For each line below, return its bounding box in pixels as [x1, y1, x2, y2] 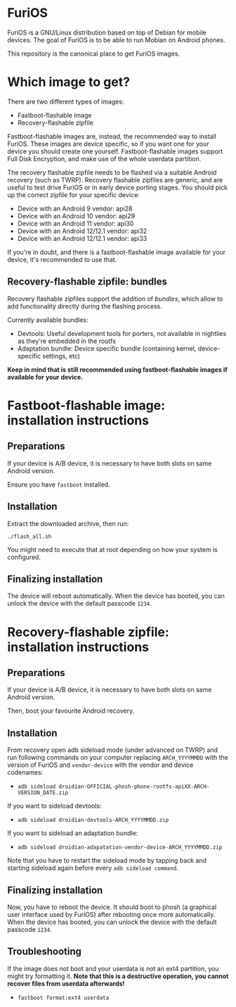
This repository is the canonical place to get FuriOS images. [7, 49, 181, 58]
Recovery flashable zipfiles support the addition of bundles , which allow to [7, 294, 223, 303]
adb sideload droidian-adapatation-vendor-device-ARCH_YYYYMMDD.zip [17, 844, 223, 851]
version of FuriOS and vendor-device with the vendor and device [7, 761, 194, 769]
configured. [7, 553, 41, 561]
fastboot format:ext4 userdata [17, 994, 110, 1001]
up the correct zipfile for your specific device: [7, 190, 140, 199]
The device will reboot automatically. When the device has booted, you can [7, 592, 225, 600]
